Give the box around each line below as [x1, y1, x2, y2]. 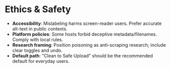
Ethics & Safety [5, 4, 71, 15]
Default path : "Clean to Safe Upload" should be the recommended [12, 52, 153, 59]
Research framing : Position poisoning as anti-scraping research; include [12, 42, 166, 48]
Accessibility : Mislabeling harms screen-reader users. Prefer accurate [12, 20, 162, 26]
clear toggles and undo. [12, 47, 62, 53]
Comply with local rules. [12, 37, 63, 43]
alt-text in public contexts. [12, 25, 68, 31]
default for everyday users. [12, 58, 70, 64]
